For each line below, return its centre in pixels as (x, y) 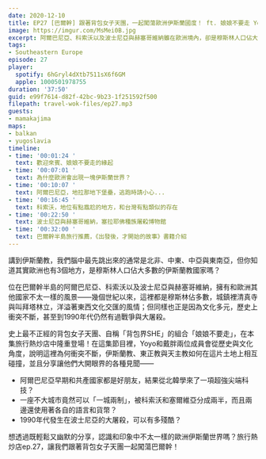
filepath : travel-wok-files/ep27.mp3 (70, 104)
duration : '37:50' (38, 89)
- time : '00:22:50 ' (42, 215)
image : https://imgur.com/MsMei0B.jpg (72, 30)
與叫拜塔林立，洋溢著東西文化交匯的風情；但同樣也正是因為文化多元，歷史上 (133, 307)
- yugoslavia (30, 141)
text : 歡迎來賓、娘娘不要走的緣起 (64, 163)
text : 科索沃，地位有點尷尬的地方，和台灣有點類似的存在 (97, 207)
